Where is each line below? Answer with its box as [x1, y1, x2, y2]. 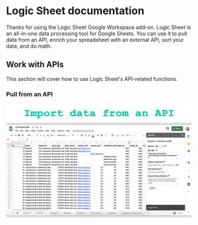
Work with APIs [6, 60, 64, 70]
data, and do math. [6, 43, 52, 50]
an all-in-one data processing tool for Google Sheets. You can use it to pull [6, 30, 187, 37]
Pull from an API [6, 90, 53, 98]
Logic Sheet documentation [6, 4, 144, 18]
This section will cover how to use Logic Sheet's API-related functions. [6, 75, 178, 82]
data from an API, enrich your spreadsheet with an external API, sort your [6, 36, 184, 43]
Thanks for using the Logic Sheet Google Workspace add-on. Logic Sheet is [6, 24, 192, 31]
